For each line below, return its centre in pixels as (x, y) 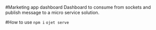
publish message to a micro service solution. (52, 12)
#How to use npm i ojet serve (37, 22)
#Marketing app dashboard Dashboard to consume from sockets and (78, 7)
